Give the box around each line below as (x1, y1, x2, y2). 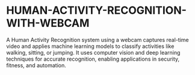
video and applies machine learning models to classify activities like (6, 43, 175, 50)
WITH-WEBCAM (6, 16, 90, 30)
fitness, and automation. (6, 61, 66, 69)
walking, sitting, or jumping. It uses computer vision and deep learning (6, 49, 181, 56)
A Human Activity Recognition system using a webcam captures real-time (6, 36, 189, 43)
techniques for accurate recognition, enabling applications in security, (6, 55, 180, 62)
